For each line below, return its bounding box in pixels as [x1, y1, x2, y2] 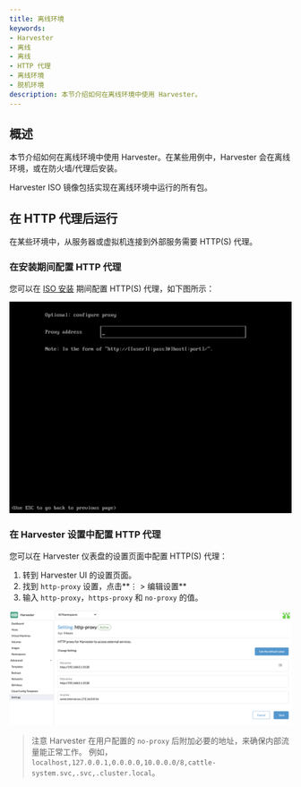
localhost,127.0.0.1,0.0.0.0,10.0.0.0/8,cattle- [30, 757, 217, 767]
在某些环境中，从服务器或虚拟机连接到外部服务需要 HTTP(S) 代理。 [9, 236, 258, 247]
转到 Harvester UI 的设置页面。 [21, 569, 137, 580]
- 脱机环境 [9, 81, 45, 90]
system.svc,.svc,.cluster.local [30, 768, 152, 778]
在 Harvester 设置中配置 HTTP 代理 [9, 528, 161, 541]
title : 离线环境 [9, 14, 64, 23]
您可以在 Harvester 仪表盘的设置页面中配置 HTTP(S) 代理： [9, 551, 228, 561]
